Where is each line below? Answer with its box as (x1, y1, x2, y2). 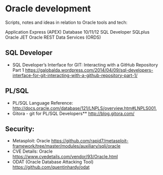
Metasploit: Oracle (12, 138, 51, 144)
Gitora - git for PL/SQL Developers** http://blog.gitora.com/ (12, 110, 135, 117)
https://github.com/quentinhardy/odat (12, 164, 90, 170)
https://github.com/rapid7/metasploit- (51, 138, 129, 144)
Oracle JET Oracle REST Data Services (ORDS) (5, 34, 101, 40)
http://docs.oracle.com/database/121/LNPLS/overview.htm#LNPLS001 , (12, 105, 158, 111)
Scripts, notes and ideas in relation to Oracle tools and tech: (5, 19, 128, 25)
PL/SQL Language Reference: (12, 100, 74, 106)
